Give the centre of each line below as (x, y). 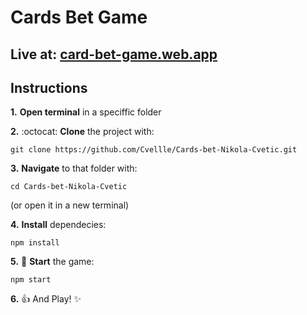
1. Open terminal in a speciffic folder (86, 112)
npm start (31, 280)
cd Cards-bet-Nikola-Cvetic (69, 187)
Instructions (49, 87)
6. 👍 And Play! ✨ (46, 299)
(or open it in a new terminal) (70, 205)
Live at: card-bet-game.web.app (114, 54)
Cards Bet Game (79, 17)
